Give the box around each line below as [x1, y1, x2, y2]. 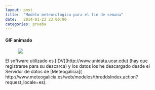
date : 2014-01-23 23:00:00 [5, 17, 67, 22]
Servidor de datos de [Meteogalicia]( [5, 69, 82, 75]
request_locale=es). [5, 79, 47, 85]
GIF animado [5, 37, 32, 43]
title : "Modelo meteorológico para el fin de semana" [5, 12, 124, 17]
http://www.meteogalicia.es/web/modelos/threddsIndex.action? [5, 74, 138, 80]
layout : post [5, 7, 33, 13]
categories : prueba [5, 21, 47, 27]
